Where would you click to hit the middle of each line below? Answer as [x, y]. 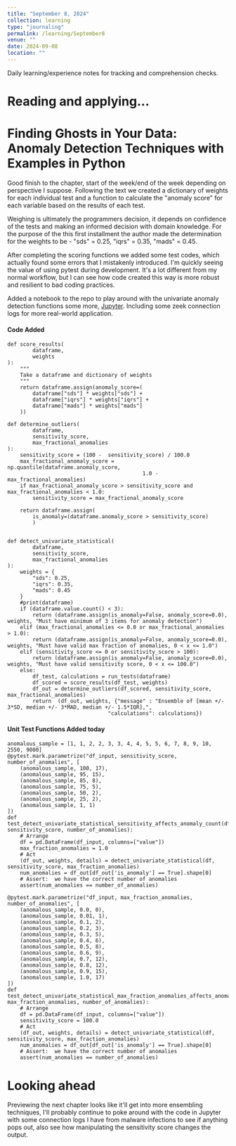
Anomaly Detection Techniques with [116, 149]
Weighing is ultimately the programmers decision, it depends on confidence [117, 219]
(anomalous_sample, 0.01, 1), [64, 916]
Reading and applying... [78, 102]
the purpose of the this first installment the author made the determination [114, 234]
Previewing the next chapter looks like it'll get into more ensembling [105, 1105]
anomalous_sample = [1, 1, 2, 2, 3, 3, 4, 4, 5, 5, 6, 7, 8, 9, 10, [110, 744]
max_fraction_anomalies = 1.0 [64, 849]
